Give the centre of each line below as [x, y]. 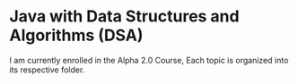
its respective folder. [47, 70]
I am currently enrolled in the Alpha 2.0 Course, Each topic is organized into [149, 60]
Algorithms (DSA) [76, 35]
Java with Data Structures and [124, 17]
